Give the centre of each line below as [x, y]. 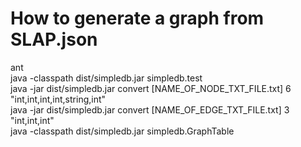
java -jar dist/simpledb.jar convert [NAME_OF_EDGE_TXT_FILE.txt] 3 [150, 109]
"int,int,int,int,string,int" [58, 99]
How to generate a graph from [137, 18]
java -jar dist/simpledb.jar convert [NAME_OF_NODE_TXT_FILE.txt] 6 [151, 88]
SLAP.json [54, 39]
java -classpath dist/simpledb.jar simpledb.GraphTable [122, 131]
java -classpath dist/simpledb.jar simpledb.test [106, 78]
